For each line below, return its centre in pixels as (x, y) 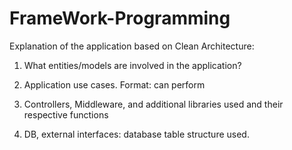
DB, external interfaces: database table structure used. (136, 134)
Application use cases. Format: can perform (114, 84)
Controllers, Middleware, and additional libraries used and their (153, 104)
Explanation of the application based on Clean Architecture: (132, 46)
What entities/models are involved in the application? (132, 65)
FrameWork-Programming (120, 18)
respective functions (66, 114)
